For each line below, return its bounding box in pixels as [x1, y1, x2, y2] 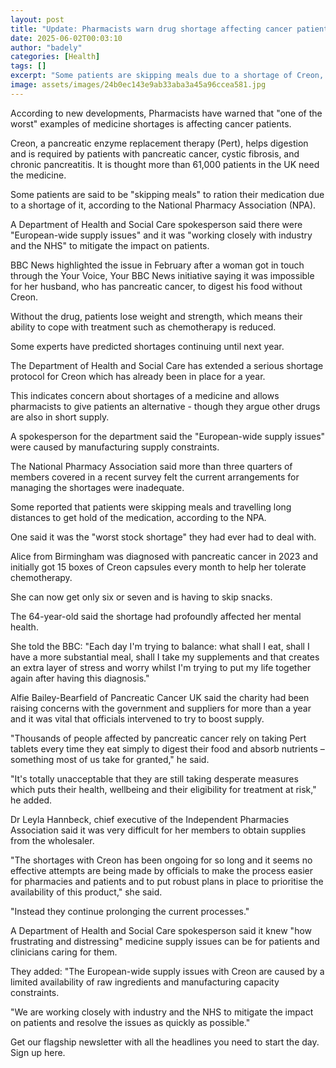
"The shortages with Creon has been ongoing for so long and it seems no [10, 854, 313, 866]
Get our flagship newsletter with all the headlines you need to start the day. [10, 1036, 320, 1048]
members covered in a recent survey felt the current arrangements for [10, 471, 300, 483]
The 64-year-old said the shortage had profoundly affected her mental [10, 610, 302, 622]
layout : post [10, 14, 65, 25]
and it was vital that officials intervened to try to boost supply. [10, 712, 265, 725]
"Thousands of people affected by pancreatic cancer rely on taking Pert [10, 732, 307, 744]
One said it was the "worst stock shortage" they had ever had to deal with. [10, 531, 317, 543]
